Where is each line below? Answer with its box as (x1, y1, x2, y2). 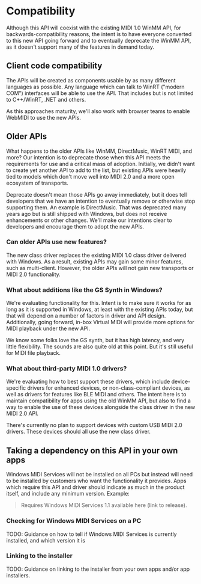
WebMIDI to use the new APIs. (6, 114, 81, 121)
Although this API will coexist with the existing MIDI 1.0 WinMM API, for (6, 24, 181, 31)
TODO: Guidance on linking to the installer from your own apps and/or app (6, 565, 190, 573)
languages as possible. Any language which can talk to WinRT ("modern (6, 83, 185, 90)
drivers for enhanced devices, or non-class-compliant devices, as (27, 384, 190, 392)
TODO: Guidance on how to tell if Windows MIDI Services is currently (6, 530, 177, 538)
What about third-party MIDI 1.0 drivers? (6, 364, 127, 373)
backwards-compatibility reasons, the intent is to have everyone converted (6, 30, 192, 37)
